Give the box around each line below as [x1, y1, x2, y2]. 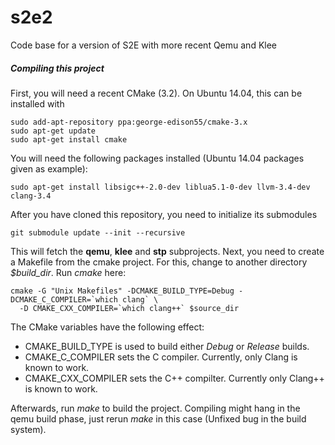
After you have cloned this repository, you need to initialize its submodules [10, 208, 318, 220]
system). [10, 423, 47, 435]
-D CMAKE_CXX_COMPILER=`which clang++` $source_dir [19, 303, 240, 313]
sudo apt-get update [10, 126, 97, 136]
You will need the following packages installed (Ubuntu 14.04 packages [10, 152, 305, 164]
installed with [10, 97, 65, 110]
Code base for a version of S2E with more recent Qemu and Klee [10, 39, 278, 51]
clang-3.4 [10, 191, 52, 201]
